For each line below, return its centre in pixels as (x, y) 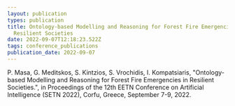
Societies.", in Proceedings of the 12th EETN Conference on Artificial (106, 87)
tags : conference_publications (53, 46)
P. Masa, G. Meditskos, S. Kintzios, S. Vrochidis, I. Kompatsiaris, (99, 72)
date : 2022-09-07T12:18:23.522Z (54, 40)
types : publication (36, 20)
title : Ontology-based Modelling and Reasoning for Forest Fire (103, 26)
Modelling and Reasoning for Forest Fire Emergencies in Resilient (121, 79)
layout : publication (37, 14)
